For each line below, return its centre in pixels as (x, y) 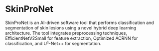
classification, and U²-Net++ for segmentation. (53, 43)
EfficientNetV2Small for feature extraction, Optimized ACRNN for (72, 38)
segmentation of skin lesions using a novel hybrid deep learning (71, 27)
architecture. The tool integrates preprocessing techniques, (66, 33)
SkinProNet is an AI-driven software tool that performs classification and (80, 23)
